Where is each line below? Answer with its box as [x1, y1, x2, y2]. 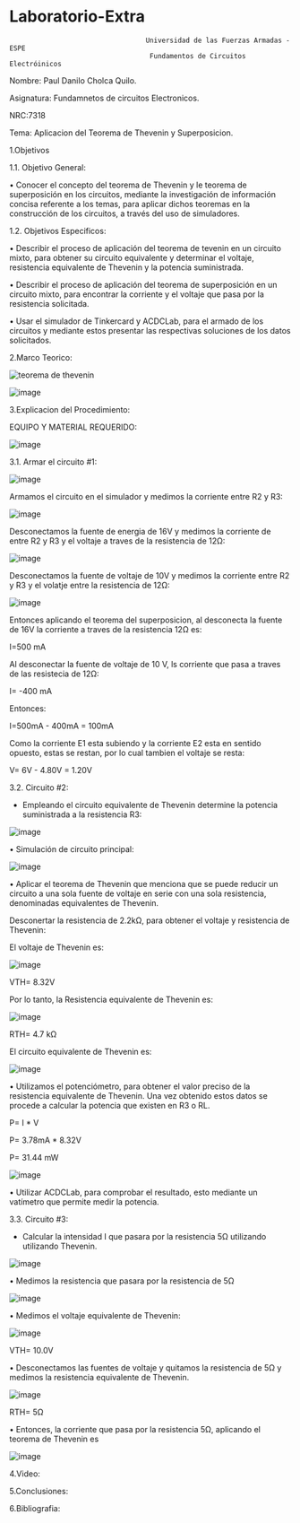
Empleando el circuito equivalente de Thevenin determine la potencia [21, 799, 279, 810]
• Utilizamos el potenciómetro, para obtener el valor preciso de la [9, 1081, 251, 1092]
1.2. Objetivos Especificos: [9, 225, 107, 236]
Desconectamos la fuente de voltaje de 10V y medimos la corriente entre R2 [9, 570, 290, 580]
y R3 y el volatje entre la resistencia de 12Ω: [9, 579, 170, 590]
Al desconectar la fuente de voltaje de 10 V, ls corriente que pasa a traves [9, 658, 281, 669]
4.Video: [9, 1468, 40, 1479]
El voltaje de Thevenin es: [9, 942, 105, 953]
